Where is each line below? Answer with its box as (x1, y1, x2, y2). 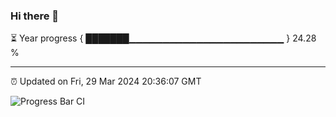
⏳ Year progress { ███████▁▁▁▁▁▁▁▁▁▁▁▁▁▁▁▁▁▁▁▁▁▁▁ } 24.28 (10, 32, 317, 44)
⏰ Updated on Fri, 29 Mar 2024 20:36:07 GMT (10, 75, 202, 88)
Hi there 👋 (10, 9, 60, 23)
